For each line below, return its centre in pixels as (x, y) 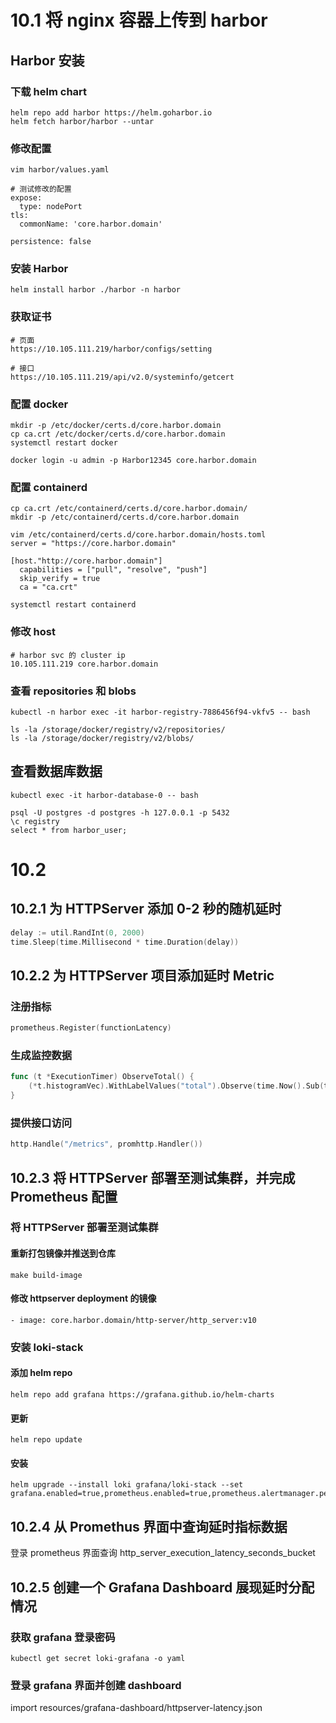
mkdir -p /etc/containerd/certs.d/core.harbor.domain (125, 517)
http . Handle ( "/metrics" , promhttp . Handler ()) (106, 1144)
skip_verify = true (60, 579)
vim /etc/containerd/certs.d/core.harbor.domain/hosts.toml (138, 535)
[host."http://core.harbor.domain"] (86, 561)
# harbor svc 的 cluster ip (68, 655)
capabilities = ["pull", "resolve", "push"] (113, 570)
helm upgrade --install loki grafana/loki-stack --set (127, 1485)
